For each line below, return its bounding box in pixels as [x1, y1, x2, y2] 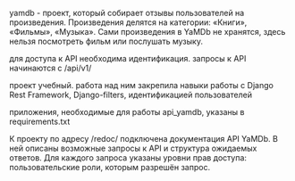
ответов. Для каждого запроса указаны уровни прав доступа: [9, 152, 248, 163]
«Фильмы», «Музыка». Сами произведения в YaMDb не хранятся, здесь [9, 27, 286, 37]
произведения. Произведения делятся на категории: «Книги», [9, 17, 248, 28]
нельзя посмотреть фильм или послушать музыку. [9, 36, 204, 46]
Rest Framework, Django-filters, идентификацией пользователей [9, 89, 253, 100]
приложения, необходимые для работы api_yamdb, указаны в [9, 107, 245, 117]
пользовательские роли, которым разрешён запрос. [9, 162, 211, 172]
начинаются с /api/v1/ [9, 62, 92, 73]
